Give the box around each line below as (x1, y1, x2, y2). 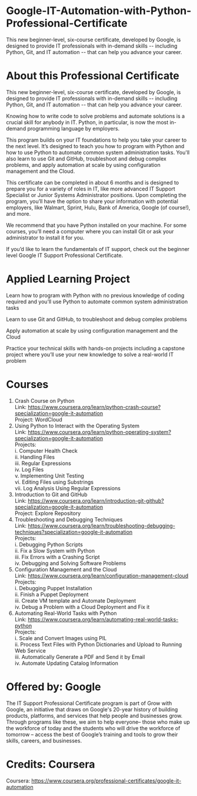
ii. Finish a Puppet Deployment (14, 591, 89, 598)
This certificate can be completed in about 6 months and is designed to (6, 179, 179, 186)
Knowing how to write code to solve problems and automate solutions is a (6, 112, 185, 119)
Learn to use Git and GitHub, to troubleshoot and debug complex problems (6, 316, 187, 323)
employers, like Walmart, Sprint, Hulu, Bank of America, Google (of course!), (6, 204, 191, 211)
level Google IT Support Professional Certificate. (6, 252, 123, 259)
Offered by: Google (6, 680, 101, 693)
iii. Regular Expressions (14, 460, 72, 467)
